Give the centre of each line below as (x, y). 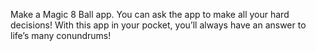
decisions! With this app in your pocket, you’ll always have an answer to (158, 25)
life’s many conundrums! (61, 35)
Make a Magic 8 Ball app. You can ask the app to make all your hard (150, 14)
